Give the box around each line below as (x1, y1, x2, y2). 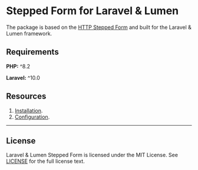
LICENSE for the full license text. (6, 158, 85, 165)
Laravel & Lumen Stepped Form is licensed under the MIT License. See (6, 152, 179, 159)
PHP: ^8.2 (6, 63, 31, 70)
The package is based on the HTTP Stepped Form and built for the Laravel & (6, 24, 192, 31)
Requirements (6, 47, 59, 57)
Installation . (14, 107, 43, 114)
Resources (6, 91, 47, 102)
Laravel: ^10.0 (6, 74, 40, 81)
